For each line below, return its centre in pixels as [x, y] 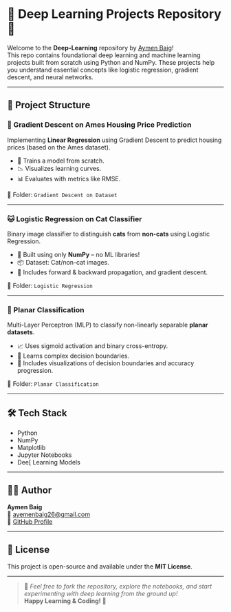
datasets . [21, 332]
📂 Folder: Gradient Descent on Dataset [62, 194]
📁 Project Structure [49, 105]
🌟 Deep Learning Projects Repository [114, 14]
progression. [35, 371]
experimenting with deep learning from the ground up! [101, 593]
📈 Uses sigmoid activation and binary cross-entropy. [92, 346]
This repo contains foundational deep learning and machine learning [104, 55]
